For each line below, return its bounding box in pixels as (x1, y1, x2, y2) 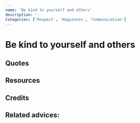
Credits (5, 94, 30, 102)
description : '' (5, 12, 40, 17)
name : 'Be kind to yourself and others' (5, 7, 93, 13)
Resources (5, 76, 40, 85)
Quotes (5, 59, 30, 68)
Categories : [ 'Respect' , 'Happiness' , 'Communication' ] (5, 17, 126, 22)
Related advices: (5, 111, 60, 119)
